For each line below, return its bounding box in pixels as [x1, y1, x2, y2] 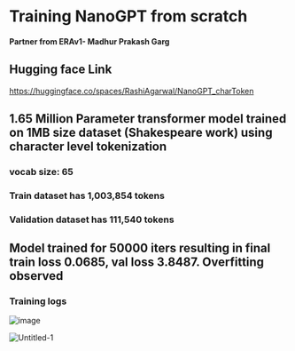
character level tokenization [9, 139, 167, 154]
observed [9, 268, 64, 283]
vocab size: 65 [9, 165, 74, 178]
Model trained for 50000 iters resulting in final [9, 241, 271, 256]
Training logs [9, 295, 67, 307]
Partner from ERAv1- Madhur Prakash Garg [9, 36, 170, 46]
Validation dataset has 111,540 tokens [9, 213, 175, 226]
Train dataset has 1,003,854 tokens [9, 189, 166, 202]
